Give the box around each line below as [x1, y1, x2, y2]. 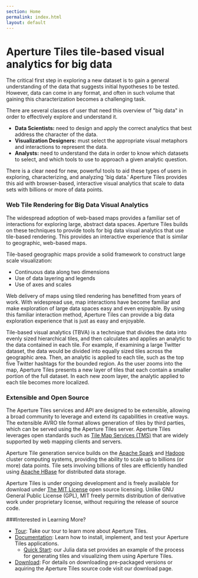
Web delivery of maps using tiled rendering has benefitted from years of [6, 292, 181, 299]
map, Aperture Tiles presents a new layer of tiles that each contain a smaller [6, 366, 191, 373]
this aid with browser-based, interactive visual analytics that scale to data [6, 180, 184, 187]
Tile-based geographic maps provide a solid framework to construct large [6, 251, 186, 258]
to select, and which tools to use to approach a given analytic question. [14, 156, 188, 163]
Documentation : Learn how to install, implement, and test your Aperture [14, 533, 189, 540]
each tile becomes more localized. [6, 378, 90, 386]
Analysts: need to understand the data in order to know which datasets [14, 150, 189, 157]
